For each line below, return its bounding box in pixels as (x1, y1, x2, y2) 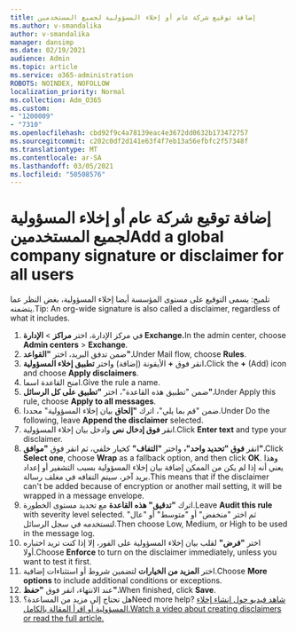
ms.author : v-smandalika (10, 21, 102, 30)
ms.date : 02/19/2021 (10, 46, 87, 55)
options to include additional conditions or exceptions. (22, 575, 222, 586)
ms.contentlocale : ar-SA (10, 153, 102, 162)
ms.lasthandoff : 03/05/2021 (10, 162, 114, 170)
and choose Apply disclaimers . (22, 367, 139, 378)
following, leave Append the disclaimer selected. (22, 415, 204, 426)
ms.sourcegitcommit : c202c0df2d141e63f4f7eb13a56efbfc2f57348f (10, 137, 249, 146)
